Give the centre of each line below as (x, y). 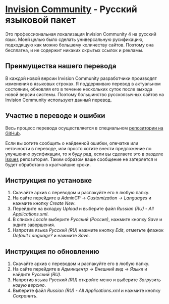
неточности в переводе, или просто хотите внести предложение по (78, 148)
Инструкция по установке (49, 180)
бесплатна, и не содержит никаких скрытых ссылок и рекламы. (74, 50)
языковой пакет (41, 20)
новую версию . (29, 285)
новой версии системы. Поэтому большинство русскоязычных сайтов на (85, 94)
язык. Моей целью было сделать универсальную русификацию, (74, 39)
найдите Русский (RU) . (37, 275)
